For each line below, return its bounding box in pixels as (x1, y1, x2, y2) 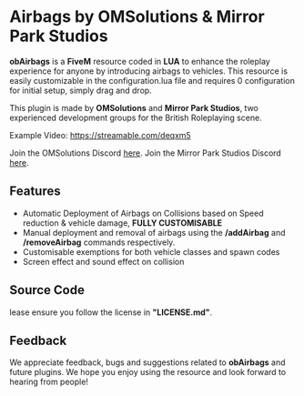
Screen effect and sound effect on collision (22, 256, 185, 267)
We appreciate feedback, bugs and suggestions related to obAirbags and (9, 357, 286, 368)
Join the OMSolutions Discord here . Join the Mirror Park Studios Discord (9, 147, 282, 158)
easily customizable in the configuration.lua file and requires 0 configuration (9, 75, 296, 86)
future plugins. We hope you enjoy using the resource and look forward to (9, 367, 287, 378)
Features (9, 184, 61, 199)
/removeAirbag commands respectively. (22, 237, 176, 248)
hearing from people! (9, 376, 89, 388)
